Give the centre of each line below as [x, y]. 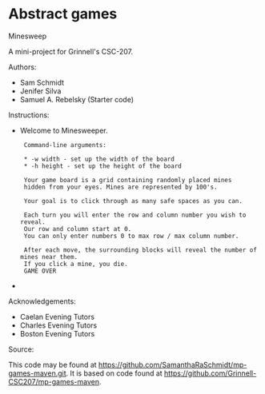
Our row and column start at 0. [78, 229]
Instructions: [29, 115]
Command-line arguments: [65, 145]
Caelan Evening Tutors [57, 316]
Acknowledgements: [42, 301]
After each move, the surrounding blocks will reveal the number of [141, 250]
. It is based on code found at [114, 373]
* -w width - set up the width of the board [99, 159]
